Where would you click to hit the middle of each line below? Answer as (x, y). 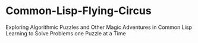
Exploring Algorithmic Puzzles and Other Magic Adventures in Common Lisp (99, 27)
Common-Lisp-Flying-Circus (79, 11)
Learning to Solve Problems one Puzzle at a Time (66, 33)
